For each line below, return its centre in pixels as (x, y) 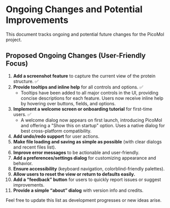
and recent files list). (35, 147)
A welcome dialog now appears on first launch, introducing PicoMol (91, 120)
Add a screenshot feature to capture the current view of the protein (84, 76)
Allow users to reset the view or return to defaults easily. (74, 174)
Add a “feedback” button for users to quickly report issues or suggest (87, 180)
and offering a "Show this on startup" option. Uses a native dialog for (93, 125)
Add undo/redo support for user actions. (56, 136)
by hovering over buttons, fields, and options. (68, 103)
